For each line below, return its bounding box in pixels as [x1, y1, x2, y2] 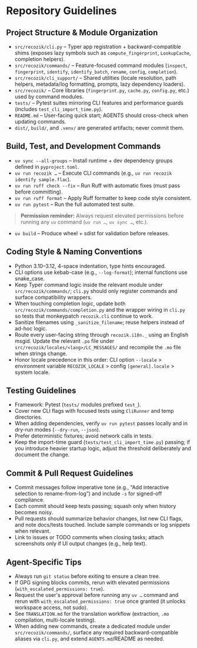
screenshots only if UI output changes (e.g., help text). [14, 540, 147, 547]
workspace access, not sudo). [14, 604, 88, 611]
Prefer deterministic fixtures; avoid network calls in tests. [14, 432, 153, 439]
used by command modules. [14, 93, 84, 100]
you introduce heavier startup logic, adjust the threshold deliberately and [14, 445, 191, 452]
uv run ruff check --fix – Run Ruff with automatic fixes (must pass [14, 182, 181, 189]
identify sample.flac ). [14, 175, 72, 183]
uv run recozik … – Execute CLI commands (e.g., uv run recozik [14, 169, 172, 176]
